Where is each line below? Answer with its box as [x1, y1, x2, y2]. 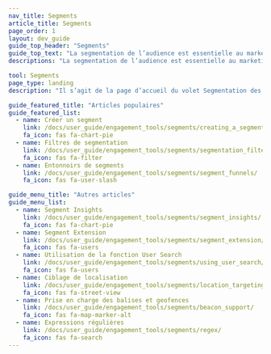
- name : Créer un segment [15, 116, 103, 124]
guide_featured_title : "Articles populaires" [8, 101, 164, 109]
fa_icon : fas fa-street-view [23, 289, 121, 297]
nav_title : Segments [8, 11, 78, 20]
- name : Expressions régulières [15, 318, 125, 327]
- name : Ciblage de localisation [15, 273, 128, 281]
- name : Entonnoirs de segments [15, 161, 125, 170]
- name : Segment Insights [15, 206, 103, 214]
